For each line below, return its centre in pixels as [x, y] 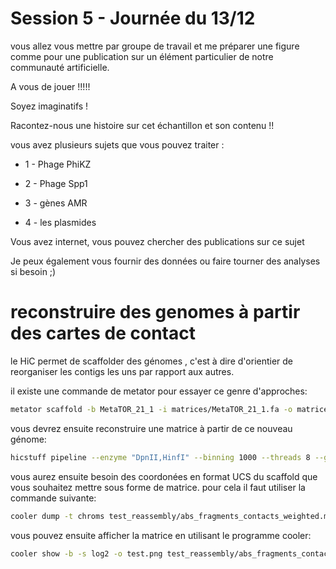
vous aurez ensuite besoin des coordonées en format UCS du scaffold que [164, 476]
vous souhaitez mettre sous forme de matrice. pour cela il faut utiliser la [158, 487]
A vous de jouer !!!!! [50, 86]
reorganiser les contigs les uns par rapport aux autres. [122, 371]
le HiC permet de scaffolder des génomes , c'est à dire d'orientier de [152, 361]
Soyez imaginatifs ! [49, 106]
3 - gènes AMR [56, 203]
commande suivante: [53, 498]
